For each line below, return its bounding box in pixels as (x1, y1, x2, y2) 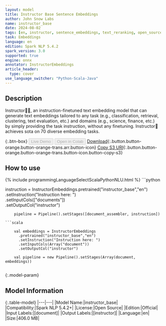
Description (5, 94, 42, 103)
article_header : (5, 67, 39, 72)
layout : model (5, 7, 35, 12)
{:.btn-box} (5, 138, 28, 144)
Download (86, 138, 108, 144)
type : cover (9, 72, 35, 76)
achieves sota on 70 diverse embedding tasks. (5, 128, 100, 134)
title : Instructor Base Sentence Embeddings (5, 12, 98, 17)
